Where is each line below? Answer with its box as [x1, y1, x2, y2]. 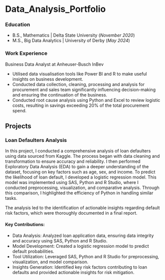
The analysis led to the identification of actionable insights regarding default [5, 205, 160, 211]
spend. [12, 107, 27, 113]
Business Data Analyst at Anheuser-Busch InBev [5, 61, 104, 67]
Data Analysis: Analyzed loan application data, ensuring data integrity [12, 233, 154, 238]
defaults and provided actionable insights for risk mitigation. [12, 269, 135, 275]
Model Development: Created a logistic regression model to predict [12, 243, 149, 249]
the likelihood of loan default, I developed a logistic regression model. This [5, 174, 157, 180]
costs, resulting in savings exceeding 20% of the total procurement [12, 102, 149, 108]
